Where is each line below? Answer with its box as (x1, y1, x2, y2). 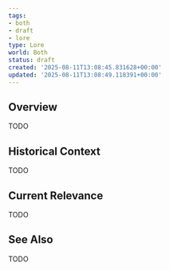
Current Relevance (8, 189, 104, 202)
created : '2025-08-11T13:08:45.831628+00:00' (8, 64, 162, 72)
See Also (8, 233, 53, 247)
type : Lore (8, 41, 45, 49)
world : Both (8, 49, 48, 57)
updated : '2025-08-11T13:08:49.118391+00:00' (8, 71, 162, 79)
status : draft (8, 57, 56, 65)
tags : (8, 11, 26, 20)
